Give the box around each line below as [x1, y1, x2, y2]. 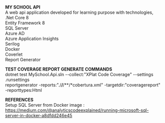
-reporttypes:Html [5, 87, 42, 93]
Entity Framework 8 [5, 20, 45, 26]
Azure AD [5, 31, 25, 36]
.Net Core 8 [5, 15, 29, 20]
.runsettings [5, 77, 30, 82]
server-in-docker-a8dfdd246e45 [5, 113, 73, 118]
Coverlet [5, 51, 23, 57]
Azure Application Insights [5, 36, 59, 41]
